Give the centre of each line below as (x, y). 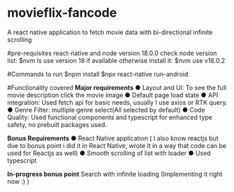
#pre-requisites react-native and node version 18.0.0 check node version (112, 53)
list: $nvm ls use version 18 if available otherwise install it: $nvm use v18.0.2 (116, 60)
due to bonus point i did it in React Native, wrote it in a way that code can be (117, 145)
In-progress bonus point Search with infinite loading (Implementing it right (115, 174)
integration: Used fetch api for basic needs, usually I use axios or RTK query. (117, 102)
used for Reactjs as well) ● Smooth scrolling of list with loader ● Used (109, 153)
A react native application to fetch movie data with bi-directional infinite (110, 32)
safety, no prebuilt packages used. (57, 124)
